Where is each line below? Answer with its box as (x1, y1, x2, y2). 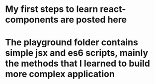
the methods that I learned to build (5, 58, 151, 69)
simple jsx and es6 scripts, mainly (5, 47, 148, 59)
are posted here (60, 14, 127, 25)
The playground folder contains (5, 37, 138, 48)
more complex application (5, 69, 115, 80)
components (5, 14, 59, 25)
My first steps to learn (5, 3, 98, 15)
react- (100, 3, 126, 15)
